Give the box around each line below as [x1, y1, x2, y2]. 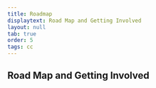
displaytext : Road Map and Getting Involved [7, 17, 142, 24]
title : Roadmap [7, 10, 53, 18]
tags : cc [7, 43, 33, 50]
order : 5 [7, 37, 33, 44]
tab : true [7, 30, 37, 38]
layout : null [7, 23, 46, 31]
